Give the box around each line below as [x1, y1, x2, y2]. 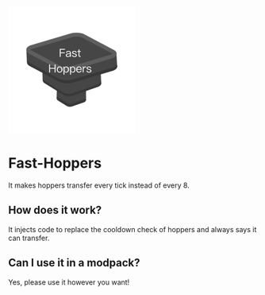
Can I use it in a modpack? [8, 256, 140, 270]
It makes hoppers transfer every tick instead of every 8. [8, 180, 190, 190]
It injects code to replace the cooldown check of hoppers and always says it [8, 224, 257, 234]
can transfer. [8, 233, 50, 243]
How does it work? [8, 204, 102, 217]
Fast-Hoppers [8, 154, 102, 173]
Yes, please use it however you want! [8, 277, 130, 287]
